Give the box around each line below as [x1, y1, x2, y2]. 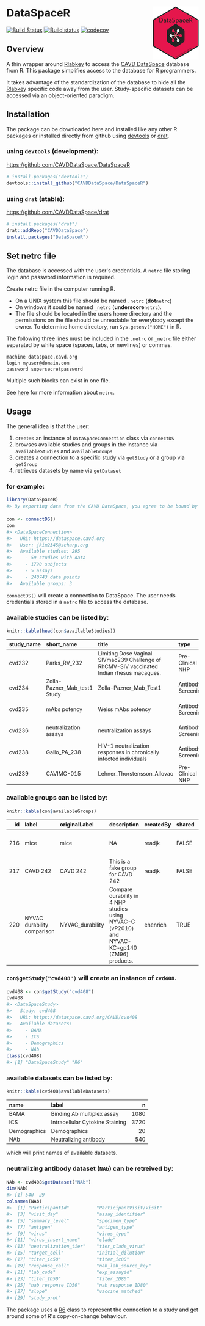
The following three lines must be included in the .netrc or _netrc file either [6, 335, 196, 342]
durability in [109, 892, 139, 899]
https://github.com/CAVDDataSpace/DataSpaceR [6, 161, 130, 168]
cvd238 [9, 748, 29, 756]
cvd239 [9, 770, 29, 777]
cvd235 [9, 705, 29, 713]
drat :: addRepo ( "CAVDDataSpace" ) [6, 227, 88, 233]
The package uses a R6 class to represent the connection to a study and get [6, 1306, 198, 1313]
